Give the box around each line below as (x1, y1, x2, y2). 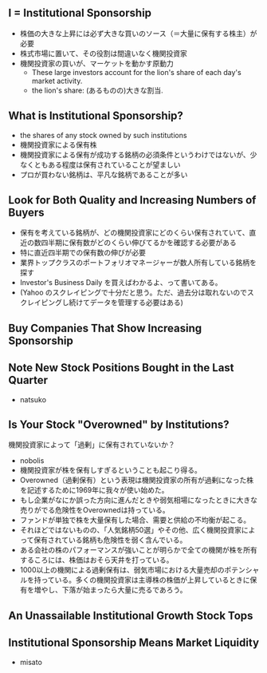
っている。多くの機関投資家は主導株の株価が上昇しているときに (41, 575, 250, 585)
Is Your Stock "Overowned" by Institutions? (8, 418, 230, 432)
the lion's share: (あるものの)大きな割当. (31, 85, 163, 95)
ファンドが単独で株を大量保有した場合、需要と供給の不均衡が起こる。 (19, 515, 251, 525)
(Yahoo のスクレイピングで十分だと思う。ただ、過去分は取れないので (19, 287, 248, 298)
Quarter (8, 374, 49, 387)
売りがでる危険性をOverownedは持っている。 (19, 505, 170, 515)
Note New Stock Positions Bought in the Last (8, 361, 234, 374)
